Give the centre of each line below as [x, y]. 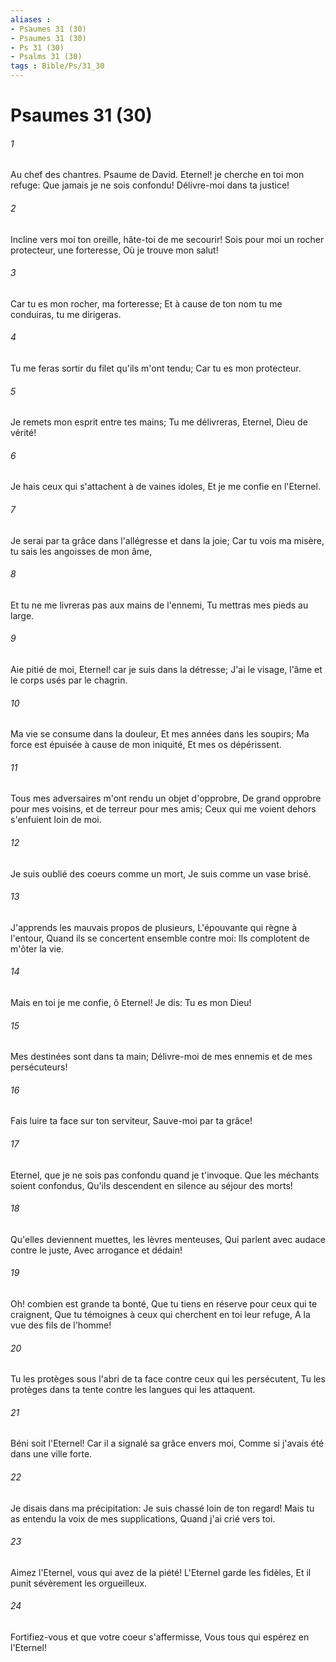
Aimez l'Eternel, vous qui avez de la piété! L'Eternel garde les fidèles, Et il [161, 1572]
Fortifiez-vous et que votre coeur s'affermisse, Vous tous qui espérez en [160, 1637]
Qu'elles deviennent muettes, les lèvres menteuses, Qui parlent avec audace [168, 1239]
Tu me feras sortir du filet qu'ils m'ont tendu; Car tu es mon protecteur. [156, 368]
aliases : [31, 19]
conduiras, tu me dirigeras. [66, 314]
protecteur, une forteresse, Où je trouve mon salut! [114, 250]
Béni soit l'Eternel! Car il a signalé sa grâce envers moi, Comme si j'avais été [167, 1443]
